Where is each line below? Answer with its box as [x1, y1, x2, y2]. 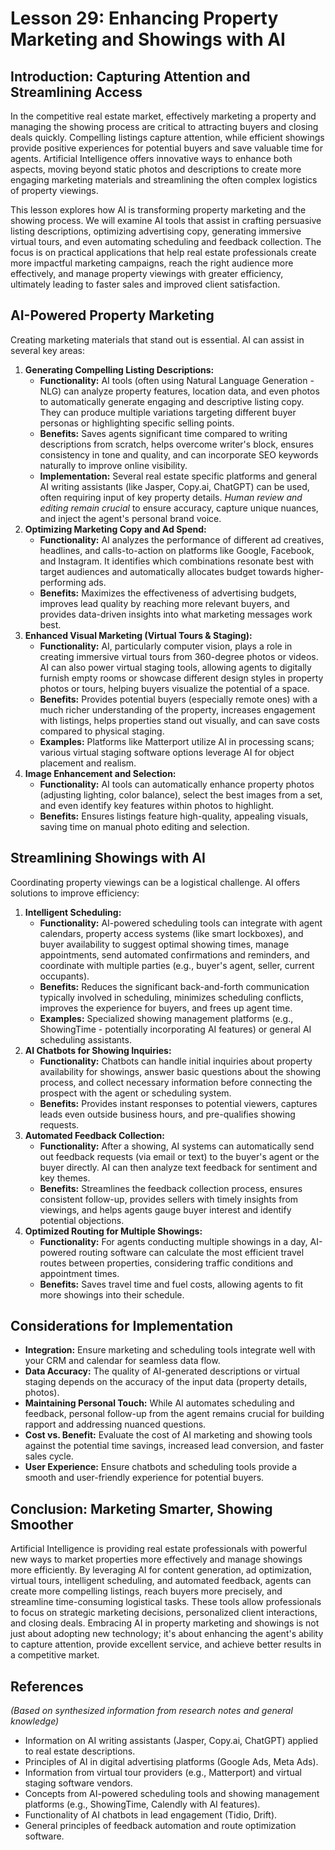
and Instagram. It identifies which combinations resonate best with [39, 555, 315, 567]
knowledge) [10, 1715, 60, 1727]
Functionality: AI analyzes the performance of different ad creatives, [39, 533, 325, 546]
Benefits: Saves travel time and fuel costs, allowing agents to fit [39, 1278, 304, 1290]
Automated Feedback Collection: [24, 1129, 166, 1141]
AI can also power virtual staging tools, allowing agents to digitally [39, 661, 312, 673]
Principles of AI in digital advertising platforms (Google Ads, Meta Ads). [24, 1756, 319, 1768]
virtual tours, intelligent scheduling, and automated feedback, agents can [10, 1575, 312, 1587]
